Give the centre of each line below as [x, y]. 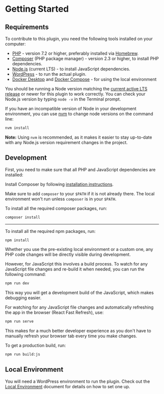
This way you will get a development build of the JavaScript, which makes [79, 293]
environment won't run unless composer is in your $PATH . [61, 199]
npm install [17, 240]
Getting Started [37, 9]
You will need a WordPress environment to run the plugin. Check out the [78, 381]
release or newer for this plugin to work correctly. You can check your [75, 94]
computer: [15, 44]
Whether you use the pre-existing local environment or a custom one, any [79, 249]
